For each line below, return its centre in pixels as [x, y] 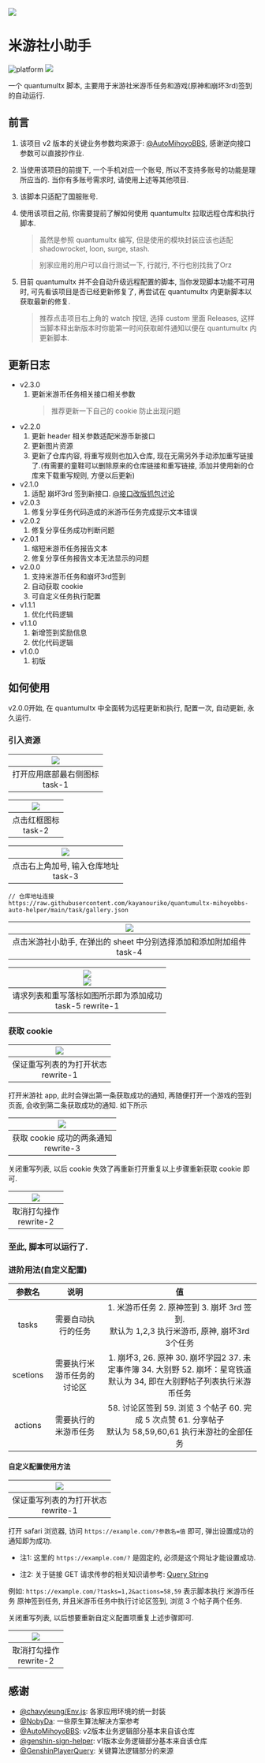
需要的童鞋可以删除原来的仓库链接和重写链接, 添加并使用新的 [149, 465]
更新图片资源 [52, 445]
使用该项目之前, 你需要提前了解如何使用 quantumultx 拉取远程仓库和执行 [137, 213]
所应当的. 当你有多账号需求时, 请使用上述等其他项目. [104, 179]
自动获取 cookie [57, 586]
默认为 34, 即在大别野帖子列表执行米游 [179, 1381]
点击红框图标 [36, 820]
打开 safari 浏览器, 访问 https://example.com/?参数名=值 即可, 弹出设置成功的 [131, 1531]
